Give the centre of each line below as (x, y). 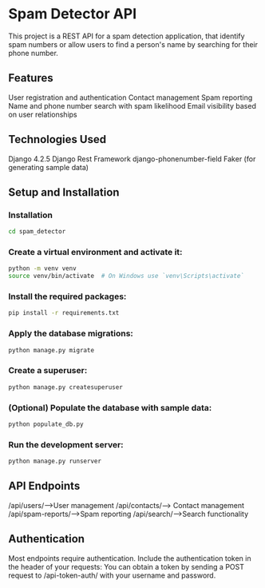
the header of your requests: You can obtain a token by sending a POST (127, 566)
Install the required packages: (67, 296)
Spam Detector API (73, 14)
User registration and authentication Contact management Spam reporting (131, 97)
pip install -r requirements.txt (64, 313)
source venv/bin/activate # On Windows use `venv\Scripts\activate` (127, 276)
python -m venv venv (43, 268)
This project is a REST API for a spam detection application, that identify (127, 36)
